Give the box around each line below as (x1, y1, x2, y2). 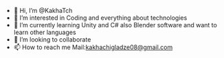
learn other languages (13, 28, 77, 36)
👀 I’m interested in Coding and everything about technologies (13, 14, 188, 22)
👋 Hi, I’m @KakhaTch (13, 7, 73, 14)
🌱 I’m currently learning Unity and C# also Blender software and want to (13, 21, 218, 29)
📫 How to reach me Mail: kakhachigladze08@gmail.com (13, 43, 173, 51)
